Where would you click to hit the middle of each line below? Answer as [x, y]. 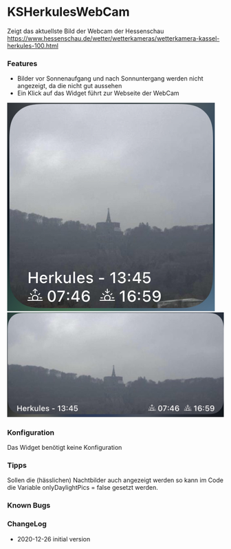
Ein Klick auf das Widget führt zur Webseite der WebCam [98, 93]
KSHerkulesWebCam [68, 12]
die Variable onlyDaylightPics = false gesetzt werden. [82, 488]
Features [22, 63]
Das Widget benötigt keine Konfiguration [65, 448]
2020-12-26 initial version [54, 539]
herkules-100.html [33, 45]
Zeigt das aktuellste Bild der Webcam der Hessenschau [86, 31]
